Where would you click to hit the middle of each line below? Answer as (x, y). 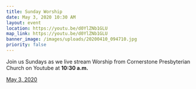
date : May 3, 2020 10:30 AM (41, 17)
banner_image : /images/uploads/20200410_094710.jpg (71, 39)
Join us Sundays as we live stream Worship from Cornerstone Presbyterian (98, 61)
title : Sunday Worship (34, 12)
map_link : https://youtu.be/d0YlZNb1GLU (57, 34)
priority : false (26, 45)
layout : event (24, 23)
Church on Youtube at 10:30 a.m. (47, 68)
